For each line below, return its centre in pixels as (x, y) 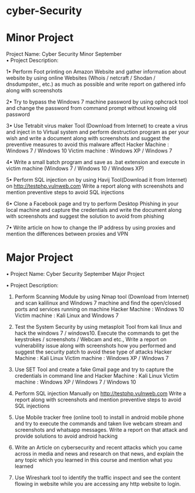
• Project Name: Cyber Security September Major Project (75, 274)
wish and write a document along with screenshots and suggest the (88, 138)
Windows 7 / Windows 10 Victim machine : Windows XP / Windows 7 (89, 151)
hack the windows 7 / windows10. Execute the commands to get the (97, 333)
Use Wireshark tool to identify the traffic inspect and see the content (97, 478)
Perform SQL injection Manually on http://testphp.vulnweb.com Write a (100, 394)
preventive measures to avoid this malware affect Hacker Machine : (88, 145)
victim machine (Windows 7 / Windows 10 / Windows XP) (75, 168)
